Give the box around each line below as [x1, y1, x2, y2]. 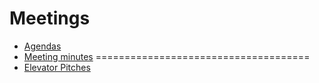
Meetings [9, 7, 91, 30]
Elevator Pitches [23, 61, 91, 73]
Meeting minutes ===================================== [23, 50, 311, 62]
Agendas [23, 40, 62, 52]
